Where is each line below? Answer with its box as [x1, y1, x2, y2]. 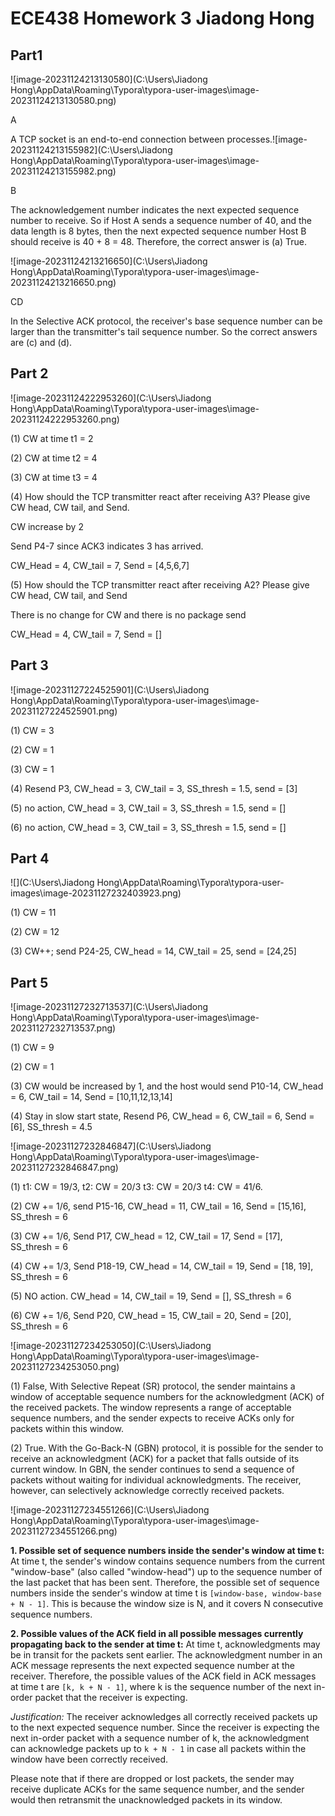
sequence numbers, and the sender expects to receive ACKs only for [10, 1412, 295, 1424]
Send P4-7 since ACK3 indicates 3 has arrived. [10, 540, 204, 552]
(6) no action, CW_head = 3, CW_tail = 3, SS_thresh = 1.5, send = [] [10, 821, 287, 833]
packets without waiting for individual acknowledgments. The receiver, [10, 1474, 302, 1486]
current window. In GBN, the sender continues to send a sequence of [10, 1463, 295, 1476]
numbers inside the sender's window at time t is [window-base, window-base [10, 1587, 322, 1599]
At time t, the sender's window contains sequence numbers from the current [10, 1555, 326, 1567]
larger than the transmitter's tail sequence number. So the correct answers [10, 326, 318, 337]
